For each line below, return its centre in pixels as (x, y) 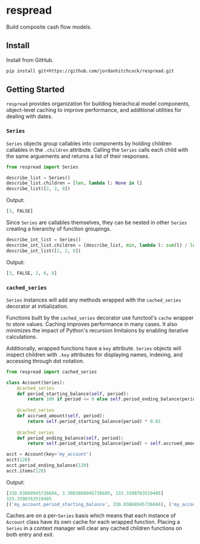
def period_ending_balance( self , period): (70, 438)
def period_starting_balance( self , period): (73, 394)
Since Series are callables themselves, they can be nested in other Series (97, 223)
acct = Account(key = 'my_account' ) (49, 454)
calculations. (22, 337)
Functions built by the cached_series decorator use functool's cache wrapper (100, 318)
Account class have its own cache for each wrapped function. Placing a (93, 522)
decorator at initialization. (37, 306)
